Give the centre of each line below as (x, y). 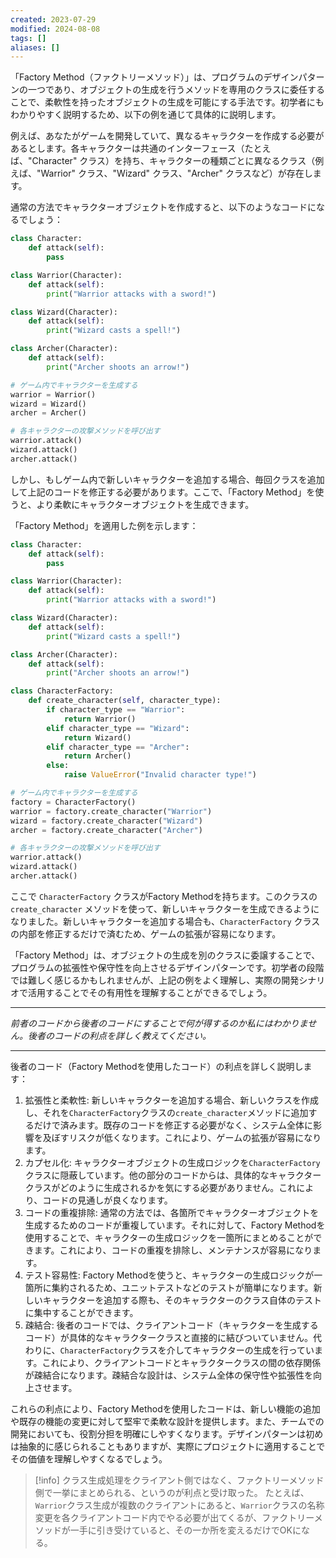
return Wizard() (97, 737)
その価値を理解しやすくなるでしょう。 (89, 1458)
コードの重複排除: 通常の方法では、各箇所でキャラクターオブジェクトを (172, 1212)
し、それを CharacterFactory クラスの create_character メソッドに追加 (166, 1112)
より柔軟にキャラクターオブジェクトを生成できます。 (145, 504)
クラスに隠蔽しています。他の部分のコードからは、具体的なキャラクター (173, 1175)
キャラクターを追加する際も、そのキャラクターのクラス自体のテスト (182, 1300)
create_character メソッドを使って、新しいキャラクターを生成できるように (165, 908)
